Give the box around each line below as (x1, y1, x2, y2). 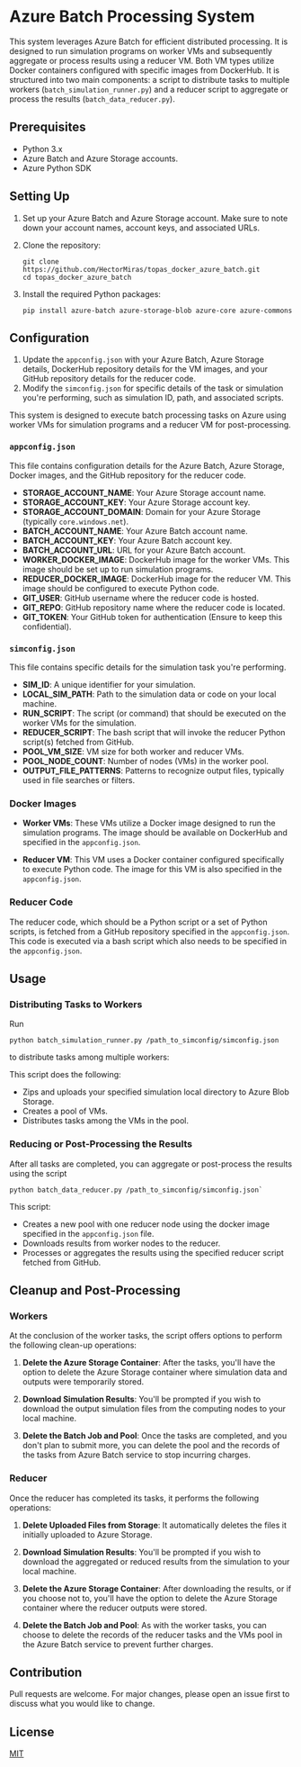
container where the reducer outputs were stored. (22, 1602, 208, 1613)
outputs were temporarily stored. (22, 1376, 145, 1387)
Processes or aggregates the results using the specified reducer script (22, 1247, 285, 1258)
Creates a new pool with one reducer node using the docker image (22, 1218, 270, 1230)
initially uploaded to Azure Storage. (22, 1528, 153, 1540)
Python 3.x (22, 143, 63, 154)
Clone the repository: (22, 239, 102, 250)
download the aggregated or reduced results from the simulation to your (22, 1555, 290, 1567)
